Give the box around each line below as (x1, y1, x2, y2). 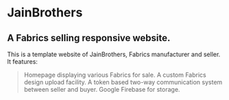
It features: (7, 58, 38, 66)
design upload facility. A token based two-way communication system (23, 78, 223, 86)
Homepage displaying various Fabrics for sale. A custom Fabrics (23, 71, 207, 79)
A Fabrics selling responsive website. (7, 32, 171, 44)
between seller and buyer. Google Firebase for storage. (23, 86, 180, 93)
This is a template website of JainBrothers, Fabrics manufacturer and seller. (7, 50, 221, 58)
